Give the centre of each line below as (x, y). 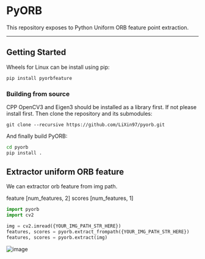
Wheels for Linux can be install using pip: (58, 67)
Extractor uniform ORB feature (65, 172)
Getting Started (36, 52)
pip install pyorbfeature (39, 78)
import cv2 (20, 215)
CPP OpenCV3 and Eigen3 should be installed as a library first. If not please (102, 107)
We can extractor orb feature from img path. (62, 186)
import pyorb (23, 210)
